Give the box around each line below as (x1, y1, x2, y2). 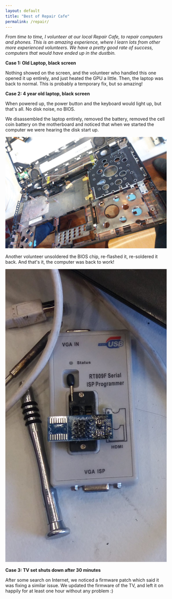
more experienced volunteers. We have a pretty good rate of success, (5, 45, 154, 51)
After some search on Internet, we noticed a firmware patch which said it (5, 576, 159, 583)
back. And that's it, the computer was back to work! (5, 259, 115, 265)
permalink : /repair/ (5, 19, 50, 24)
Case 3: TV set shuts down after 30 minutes (5, 567, 101, 573)
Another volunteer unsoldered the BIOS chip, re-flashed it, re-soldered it (5, 253, 158, 260)
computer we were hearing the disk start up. (5, 127, 99, 133)
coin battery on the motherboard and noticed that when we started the (5, 121, 155, 127)
